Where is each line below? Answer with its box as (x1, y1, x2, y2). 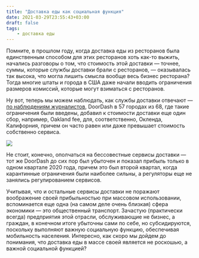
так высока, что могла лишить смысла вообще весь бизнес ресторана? (6, 73, 190, 80)
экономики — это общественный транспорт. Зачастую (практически (6, 207, 183, 215)
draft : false (6, 20, 39, 26)
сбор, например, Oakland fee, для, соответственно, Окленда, (6, 116, 163, 123)
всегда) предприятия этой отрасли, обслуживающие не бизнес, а (6, 213, 175, 220)
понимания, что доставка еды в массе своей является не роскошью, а (6, 239, 188, 246)
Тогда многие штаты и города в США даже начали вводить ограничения (6, 79, 192, 86)
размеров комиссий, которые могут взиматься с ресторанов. (6, 85, 166, 92)
